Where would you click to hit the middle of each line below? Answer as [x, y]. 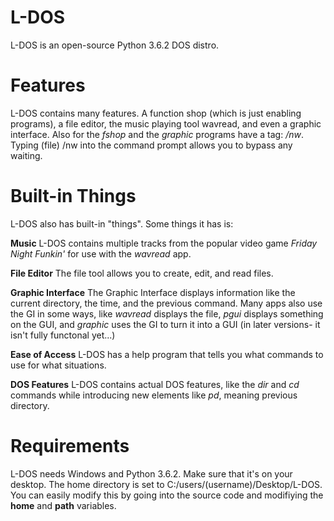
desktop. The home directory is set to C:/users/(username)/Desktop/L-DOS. [166, 484]
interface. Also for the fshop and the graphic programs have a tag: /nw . [157, 134]
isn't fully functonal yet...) [63, 335]
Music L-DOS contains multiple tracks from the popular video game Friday [164, 243]
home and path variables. [63, 505]
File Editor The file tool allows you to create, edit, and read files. [142, 273]
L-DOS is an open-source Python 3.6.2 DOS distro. [115, 45]
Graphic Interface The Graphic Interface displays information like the [153, 292]
